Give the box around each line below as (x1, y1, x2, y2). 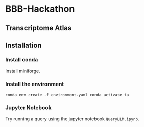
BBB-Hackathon (5, 3, 75, 15)
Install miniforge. (5, 68, 40, 74)
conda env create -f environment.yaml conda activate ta (5, 92, 129, 97)
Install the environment (5, 80, 64, 88)
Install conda (5, 56, 38, 63)
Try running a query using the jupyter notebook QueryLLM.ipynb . (5, 116, 139, 122)
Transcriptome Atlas (5, 24, 72, 32)
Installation (5, 40, 42, 49)
